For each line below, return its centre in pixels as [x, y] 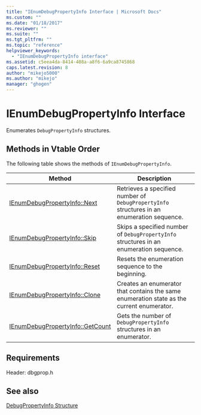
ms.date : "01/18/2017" [34, 23]
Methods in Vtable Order [53, 149]
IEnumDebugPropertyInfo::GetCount [60, 326]
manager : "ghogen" [29, 84]
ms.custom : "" [24, 17]
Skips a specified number [152, 226]
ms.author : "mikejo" [32, 78]
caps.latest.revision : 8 [37, 67]
